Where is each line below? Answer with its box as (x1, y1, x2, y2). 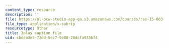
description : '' (5, 12, 39, 17)
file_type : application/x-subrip (5, 21, 75, 26)
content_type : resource (5, 7, 55, 12)
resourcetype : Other (5, 26, 49, 31)
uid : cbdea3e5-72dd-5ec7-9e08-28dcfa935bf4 (5, 35, 98, 40)
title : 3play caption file (5, 30, 62, 35)
